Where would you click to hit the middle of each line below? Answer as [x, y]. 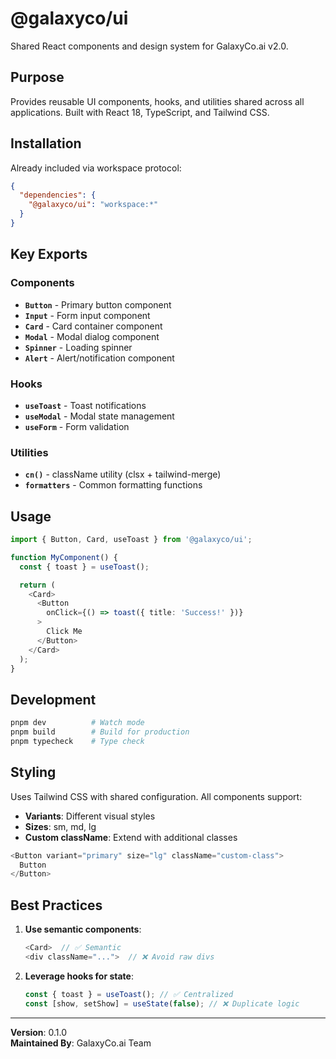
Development [53, 699]
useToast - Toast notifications [85, 405]
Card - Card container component [93, 326]
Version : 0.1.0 [39, 1032]
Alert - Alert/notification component [99, 358]
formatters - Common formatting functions [113, 485]
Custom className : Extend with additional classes [131, 837]
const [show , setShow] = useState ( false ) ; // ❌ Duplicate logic [162, 1003]
